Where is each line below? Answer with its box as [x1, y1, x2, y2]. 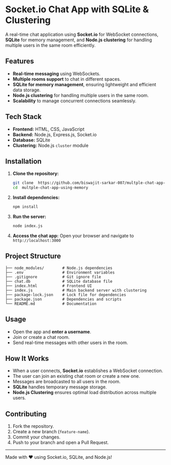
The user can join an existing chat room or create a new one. [12, 373, 140, 379]
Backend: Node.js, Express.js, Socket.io [12, 131, 97, 137]
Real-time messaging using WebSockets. [12, 70, 101, 77]
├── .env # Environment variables [5, 270, 115, 275]
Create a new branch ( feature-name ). [12, 429, 90, 435]
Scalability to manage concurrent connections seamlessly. [12, 97, 136, 104]
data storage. [12, 87, 41, 93]
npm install [12, 204, 38, 210]
